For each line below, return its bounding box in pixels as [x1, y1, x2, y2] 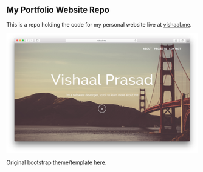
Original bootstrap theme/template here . [6, 159, 107, 166]
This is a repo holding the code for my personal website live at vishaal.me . [6, 21, 192, 28]
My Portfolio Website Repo [6, 5, 109, 15]
